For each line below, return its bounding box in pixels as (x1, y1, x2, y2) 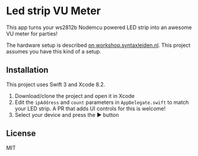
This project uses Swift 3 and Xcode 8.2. (6, 81, 106, 88)
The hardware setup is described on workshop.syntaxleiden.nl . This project (6, 42, 191, 49)
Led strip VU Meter (6, 4, 101, 18)
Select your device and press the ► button (14, 111, 119, 118)
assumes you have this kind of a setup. (6, 47, 102, 55)
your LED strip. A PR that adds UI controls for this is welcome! (14, 105, 166, 112)
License (6, 129, 36, 139)
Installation (6, 65, 49, 75)
